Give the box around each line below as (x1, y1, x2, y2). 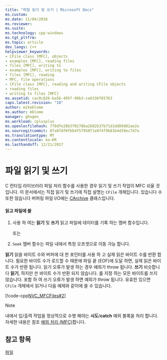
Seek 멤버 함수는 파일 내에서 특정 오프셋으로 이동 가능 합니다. (12, 241, 131, 247)
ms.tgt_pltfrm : (5, 35, 37, 40)
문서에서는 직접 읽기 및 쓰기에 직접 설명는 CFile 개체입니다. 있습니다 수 (24, 188, 163, 195)
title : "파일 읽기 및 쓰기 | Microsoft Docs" (5, 7, 94, 12)
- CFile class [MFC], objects (5, 53, 68, 59)
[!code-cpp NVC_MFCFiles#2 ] (5, 293, 66, 299)
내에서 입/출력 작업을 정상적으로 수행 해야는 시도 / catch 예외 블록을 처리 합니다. (5, 313, 159, 319)
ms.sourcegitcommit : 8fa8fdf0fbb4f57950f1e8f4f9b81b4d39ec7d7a (5, 128, 140, 133)
